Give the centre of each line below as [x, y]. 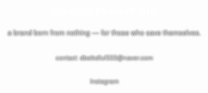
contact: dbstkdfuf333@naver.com [104, 57]
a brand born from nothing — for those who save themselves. [104, 32]
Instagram [104, 81]
